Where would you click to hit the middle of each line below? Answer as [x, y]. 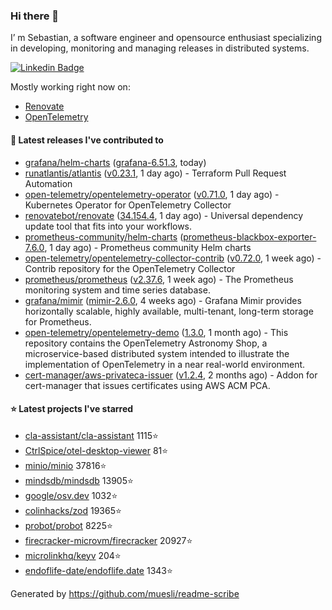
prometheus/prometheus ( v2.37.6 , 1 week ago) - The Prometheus [159, 279]
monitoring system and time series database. [117, 290]
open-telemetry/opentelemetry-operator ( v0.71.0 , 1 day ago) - [152, 194]
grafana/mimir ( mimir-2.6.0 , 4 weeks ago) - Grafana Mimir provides [163, 300]
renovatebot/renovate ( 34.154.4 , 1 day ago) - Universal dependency [164, 215]
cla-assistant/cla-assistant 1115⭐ [91, 435]
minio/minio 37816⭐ [65, 465]
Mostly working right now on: [70, 87]
